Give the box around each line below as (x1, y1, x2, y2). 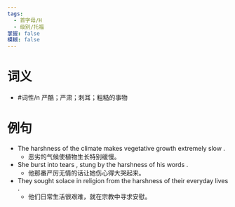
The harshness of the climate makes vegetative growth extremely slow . (17, 145, 226, 152)
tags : (7, 10, 23, 18)
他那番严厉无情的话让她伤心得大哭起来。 (27, 169, 145, 177)
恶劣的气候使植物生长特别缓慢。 (27, 152, 121, 161)
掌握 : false (7, 29, 40, 37)
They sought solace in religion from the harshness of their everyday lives (17, 177, 229, 185)
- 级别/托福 (13, 23, 44, 30)
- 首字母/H (13, 17, 42, 24)
